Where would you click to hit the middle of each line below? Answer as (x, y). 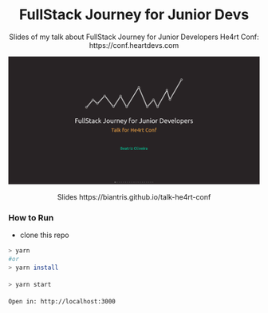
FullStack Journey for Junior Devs (134, 15)
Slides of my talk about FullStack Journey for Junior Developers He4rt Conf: (134, 37)
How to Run (31, 218)
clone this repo (44, 235)
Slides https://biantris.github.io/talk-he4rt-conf (134, 197)
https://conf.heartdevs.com (134, 45)
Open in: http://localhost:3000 (62, 301)
